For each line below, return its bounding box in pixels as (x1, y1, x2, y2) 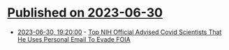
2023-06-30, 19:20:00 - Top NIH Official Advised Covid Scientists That (17, 28, 222, 36)
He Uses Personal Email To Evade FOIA (17, 35, 131, 43)
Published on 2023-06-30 (7, 5, 163, 21)
